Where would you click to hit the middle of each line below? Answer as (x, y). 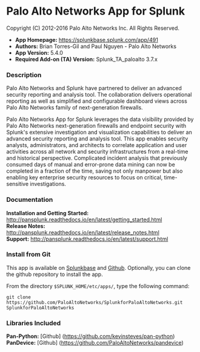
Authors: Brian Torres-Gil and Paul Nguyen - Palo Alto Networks (96, 46)
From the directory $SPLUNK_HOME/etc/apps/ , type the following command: (98, 286)
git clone (19, 297)
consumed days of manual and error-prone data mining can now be (91, 165)
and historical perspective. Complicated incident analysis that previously (97, 158)
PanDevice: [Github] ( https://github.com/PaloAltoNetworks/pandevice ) (95, 343)
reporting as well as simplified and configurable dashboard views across (97, 101)
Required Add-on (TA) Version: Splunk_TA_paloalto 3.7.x (86, 59)
